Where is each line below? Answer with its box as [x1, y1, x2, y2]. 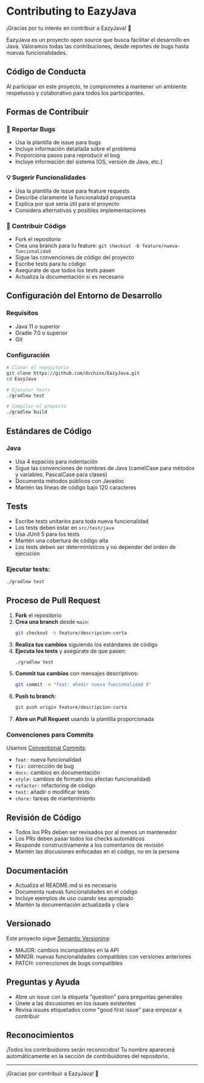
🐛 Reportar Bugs [6, 125, 56, 134]
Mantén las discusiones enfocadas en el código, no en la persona [15, 848, 180, 855]
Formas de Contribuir [6, 107, 89, 117]
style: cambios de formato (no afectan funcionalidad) [15, 776, 151, 783]
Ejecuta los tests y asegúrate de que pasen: [15, 647, 126, 654]
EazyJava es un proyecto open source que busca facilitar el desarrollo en [6, 36, 190, 43]
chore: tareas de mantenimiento [15, 794, 95, 802]
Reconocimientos [6, 1030, 74, 1040]
